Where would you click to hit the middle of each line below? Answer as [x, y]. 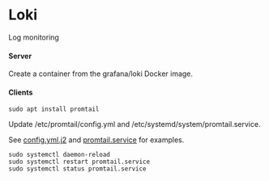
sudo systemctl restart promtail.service [79, 162]
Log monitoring [34, 37]
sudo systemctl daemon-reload [60, 155]
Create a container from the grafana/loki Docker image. [100, 74]
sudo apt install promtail [54, 109]
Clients [21, 92]
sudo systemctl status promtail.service [78, 169]
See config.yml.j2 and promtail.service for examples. [96, 140]
